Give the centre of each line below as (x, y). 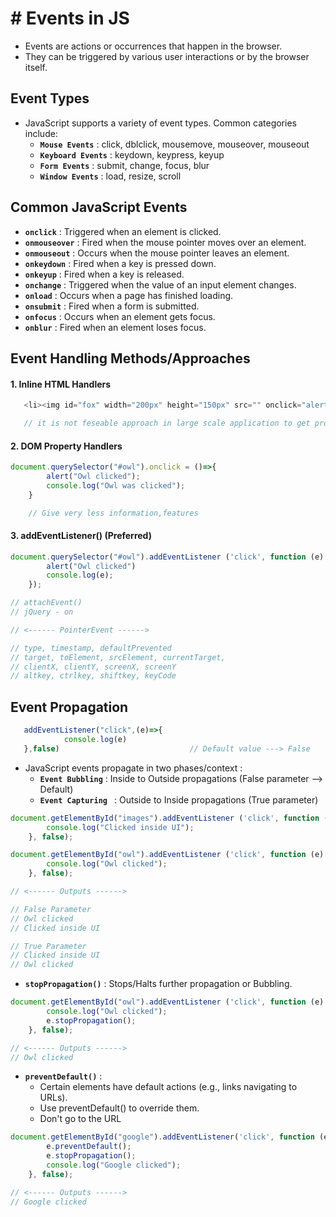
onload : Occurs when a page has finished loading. (129, 295)
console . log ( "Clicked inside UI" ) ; (120, 827)
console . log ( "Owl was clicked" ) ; (116, 485)
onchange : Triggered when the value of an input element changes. (160, 284)
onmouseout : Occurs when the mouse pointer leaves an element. (157, 253)
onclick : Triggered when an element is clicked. (123, 231)
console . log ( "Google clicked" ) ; (114, 1165)
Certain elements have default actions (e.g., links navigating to (168, 1087)
